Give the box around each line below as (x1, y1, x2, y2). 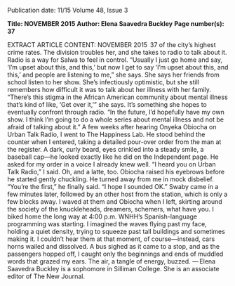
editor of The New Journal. (7, 272, 86, 280)
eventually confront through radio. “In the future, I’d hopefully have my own (7, 108, 224, 116)
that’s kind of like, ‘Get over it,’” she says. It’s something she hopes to (7, 100, 207, 108)
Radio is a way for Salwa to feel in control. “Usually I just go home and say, (7, 56, 223, 64)
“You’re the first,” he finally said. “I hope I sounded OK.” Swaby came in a (7, 183, 219, 190)
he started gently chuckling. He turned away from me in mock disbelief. (7, 175, 214, 183)
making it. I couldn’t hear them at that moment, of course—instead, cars (7, 235, 215, 243)
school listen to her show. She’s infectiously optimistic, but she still (7, 78, 200, 86)
